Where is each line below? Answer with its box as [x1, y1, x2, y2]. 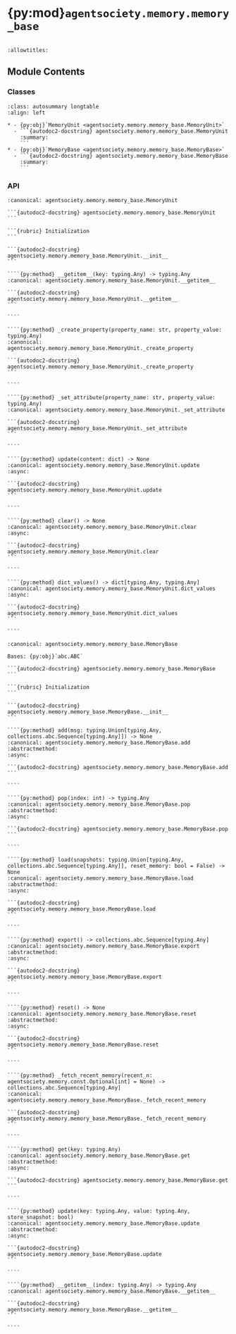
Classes [7, 87, 36, 96]
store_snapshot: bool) [7, 1214, 74, 1221]
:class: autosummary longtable [7, 103, 99, 110]
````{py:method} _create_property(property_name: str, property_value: [7, 326, 222, 333]
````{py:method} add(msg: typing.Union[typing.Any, [7, 727, 162, 734]
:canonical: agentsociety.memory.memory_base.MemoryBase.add [7, 739, 191, 746]
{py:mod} [7, 5, 66, 21]
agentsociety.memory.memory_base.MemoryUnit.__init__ [7, 252, 169, 259]
